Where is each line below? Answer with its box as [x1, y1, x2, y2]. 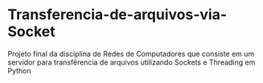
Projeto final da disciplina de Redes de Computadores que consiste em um [7, 49, 255, 58]
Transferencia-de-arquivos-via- [7, 6, 227, 24]
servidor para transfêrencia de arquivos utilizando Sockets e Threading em [7, 57, 256, 67]
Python [7, 65, 31, 75]
